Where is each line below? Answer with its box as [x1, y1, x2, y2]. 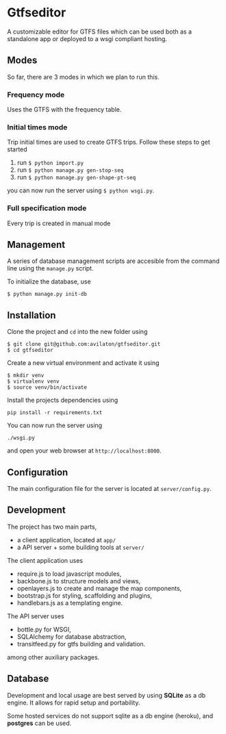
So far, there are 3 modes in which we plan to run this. [7, 73, 160, 81]
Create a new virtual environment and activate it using [7, 359, 160, 367]
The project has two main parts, [7, 522, 97, 531]
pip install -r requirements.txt [7, 409, 103, 416]
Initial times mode [7, 122, 68, 131]
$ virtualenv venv [7, 378, 60, 385]
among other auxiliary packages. [7, 653, 100, 661]
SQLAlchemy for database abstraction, [16, 632, 127, 641]
